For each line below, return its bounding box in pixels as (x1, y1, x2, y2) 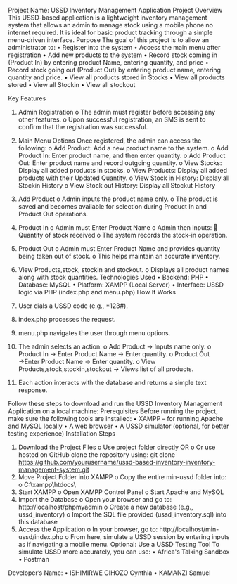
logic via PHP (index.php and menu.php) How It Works (18, 288, 177, 296)
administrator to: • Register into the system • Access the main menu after (8, 44, 221, 51)
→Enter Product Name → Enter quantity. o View (18, 358, 156, 365)
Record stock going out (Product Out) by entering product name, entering (8, 66, 221, 74)
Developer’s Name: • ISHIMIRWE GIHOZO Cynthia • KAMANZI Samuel (8, 569, 211, 577)
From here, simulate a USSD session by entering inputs (70, 533, 230, 540)
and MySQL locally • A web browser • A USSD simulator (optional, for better (8, 422, 229, 430)
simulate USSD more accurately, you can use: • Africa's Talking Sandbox (18, 547, 230, 556)
